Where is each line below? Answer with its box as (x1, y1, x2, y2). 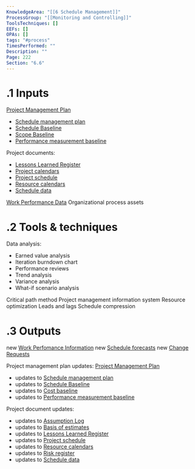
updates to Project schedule (15, 437, 86, 444)
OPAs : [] (6, 32, 29, 38)
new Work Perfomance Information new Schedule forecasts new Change (6, 344, 189, 351)
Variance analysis (15, 278, 60, 285)
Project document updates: (6, 406, 75, 413)
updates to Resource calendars (15, 443, 94, 451)
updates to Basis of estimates (15, 424, 90, 431)
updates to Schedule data (15, 456, 80, 464)
